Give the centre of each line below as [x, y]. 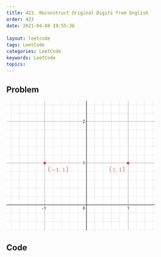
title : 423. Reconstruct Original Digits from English [77, 13]
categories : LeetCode [34, 52]
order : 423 [20, 19]
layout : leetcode [28, 39]
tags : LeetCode [26, 45]
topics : [16, 64]
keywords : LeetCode [31, 58]
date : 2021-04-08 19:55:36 [41, 26]
